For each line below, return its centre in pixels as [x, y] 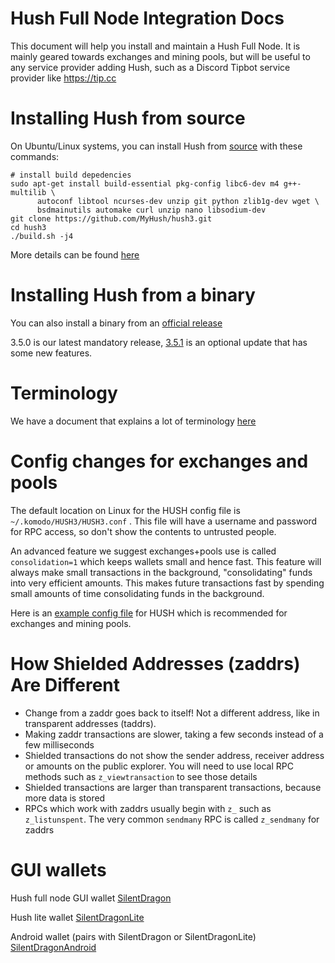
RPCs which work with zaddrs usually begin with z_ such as [148, 808]
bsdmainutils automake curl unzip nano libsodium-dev [151, 210]
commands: [35, 156]
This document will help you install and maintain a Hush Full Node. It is [155, 46]
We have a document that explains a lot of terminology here [133, 421]
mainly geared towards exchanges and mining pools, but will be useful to [160, 56]
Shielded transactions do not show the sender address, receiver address [174, 755]
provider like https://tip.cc [63, 78]
